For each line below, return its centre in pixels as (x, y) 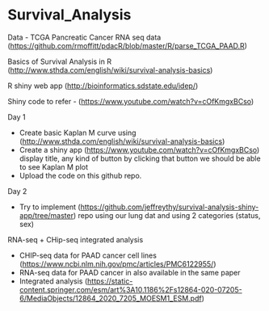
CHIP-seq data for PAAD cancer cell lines (88, 255)
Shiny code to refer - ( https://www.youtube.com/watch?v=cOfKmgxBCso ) (131, 101)
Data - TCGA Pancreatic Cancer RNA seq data (84, 37)
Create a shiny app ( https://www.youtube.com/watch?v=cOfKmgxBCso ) (139, 149)
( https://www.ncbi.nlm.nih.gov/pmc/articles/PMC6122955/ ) (118, 263)
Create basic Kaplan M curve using (78, 132)
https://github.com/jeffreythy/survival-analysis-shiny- (170, 207)
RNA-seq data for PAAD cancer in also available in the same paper (130, 272)
